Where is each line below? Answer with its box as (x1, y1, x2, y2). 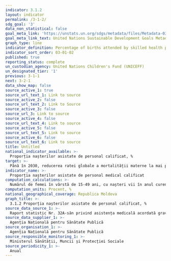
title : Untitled (5, 144, 40, 150)
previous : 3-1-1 (5, 74, 40, 79)
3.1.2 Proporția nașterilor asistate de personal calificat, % (10, 201, 147, 206)
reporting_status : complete (5, 59, 65, 64)
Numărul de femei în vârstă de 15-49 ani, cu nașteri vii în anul (10, 182, 154, 187)
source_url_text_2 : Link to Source (5, 102, 81, 107)
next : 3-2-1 (5, 78, 31, 83)
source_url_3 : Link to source (5, 111, 70, 117)
